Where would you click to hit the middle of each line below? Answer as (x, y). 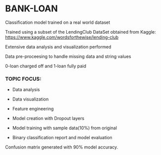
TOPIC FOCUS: (23, 79)
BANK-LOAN (31, 9)
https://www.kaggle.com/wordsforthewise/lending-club (62, 37)
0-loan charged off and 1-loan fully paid (46, 66)
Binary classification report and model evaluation (62, 138)
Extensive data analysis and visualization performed (58, 47)
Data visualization (30, 99)
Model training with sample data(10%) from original (65, 128)
